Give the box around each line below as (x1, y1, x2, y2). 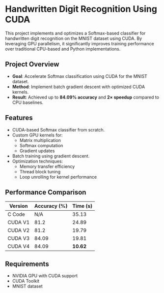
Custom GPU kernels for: (12, 132, 63, 138)
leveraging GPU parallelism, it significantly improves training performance (5, 40, 154, 46)
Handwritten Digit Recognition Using (5, 3, 157, 15)
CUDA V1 (7, 219, 30, 226)
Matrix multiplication (19, 137, 61, 143)
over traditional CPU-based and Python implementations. (5, 46, 121, 52)
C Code (7, 211, 26, 218)
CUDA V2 (7, 227, 30, 234)
